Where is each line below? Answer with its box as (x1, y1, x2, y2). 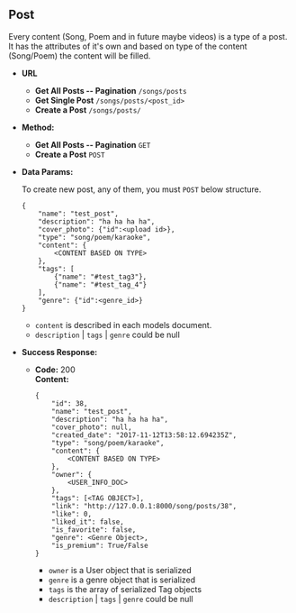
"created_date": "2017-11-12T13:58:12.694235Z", (51, 430, 238, 440)
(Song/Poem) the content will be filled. (8, 50, 151, 61)
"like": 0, (51, 509, 92, 518)
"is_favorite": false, (51, 525, 137, 535)
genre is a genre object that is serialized (48, 574, 196, 585)
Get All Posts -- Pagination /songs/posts (34, 85, 187, 96)
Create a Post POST (34, 149, 105, 160)
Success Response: (21, 346, 98, 357)
